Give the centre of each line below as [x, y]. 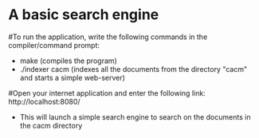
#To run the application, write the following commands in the [108, 37]
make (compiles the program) [68, 61]
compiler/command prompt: [54, 45]
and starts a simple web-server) [73, 77]
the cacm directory [51, 125]
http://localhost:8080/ [45, 101]
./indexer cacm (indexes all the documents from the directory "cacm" [133, 69]
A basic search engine [84, 15]
